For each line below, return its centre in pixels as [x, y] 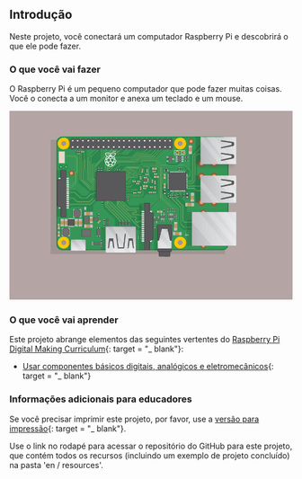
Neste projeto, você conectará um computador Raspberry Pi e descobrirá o [149, 36]
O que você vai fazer [55, 69]
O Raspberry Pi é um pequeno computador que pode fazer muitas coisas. [146, 89]
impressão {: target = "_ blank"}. [68, 428]
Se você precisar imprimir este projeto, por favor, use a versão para [134, 419]
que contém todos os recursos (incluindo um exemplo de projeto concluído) [150, 455]
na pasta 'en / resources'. [56, 465]
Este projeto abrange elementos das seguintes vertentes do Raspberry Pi [145, 340]
